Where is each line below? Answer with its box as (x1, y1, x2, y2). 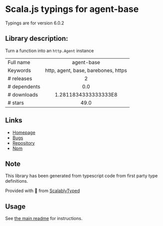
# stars (7, 99, 24, 106)
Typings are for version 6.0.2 (5, 20, 64, 26)
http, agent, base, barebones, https (45, 67, 127, 74)
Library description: (5, 34, 68, 43)
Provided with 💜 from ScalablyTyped (5, 188, 80, 194)
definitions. (5, 178, 28, 184)
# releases (7, 75, 32, 82)
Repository (12, 140, 35, 146)
